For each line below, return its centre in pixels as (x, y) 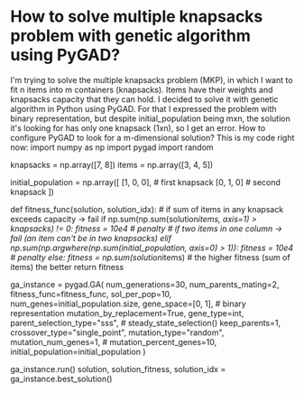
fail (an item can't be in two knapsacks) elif (91, 238)
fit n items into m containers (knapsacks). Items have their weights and (142, 89)
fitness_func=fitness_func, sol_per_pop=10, (91, 294)
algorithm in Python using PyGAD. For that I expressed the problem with (144, 108)
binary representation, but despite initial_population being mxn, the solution (151, 118)
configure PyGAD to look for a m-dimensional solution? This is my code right (152, 137)
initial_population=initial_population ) (78, 351)
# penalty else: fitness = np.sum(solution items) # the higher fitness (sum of (151, 257)
